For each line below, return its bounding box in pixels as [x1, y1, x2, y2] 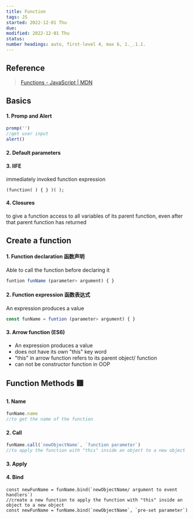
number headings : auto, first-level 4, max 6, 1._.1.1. [6, 42, 146, 48]
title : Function [6, 8, 46, 15]
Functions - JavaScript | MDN [20, 79, 93, 86]
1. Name [6, 398, 26, 405]
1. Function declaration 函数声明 [6, 252, 85, 259]
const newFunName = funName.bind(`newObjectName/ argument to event [6, 487, 178, 493]
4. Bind [6, 474, 24, 481]
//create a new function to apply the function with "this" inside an [6, 497, 183, 503]
